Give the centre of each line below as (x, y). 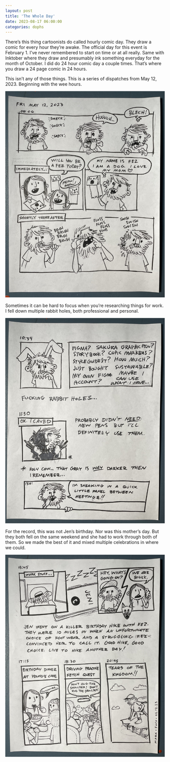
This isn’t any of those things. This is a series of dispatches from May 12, (81, 79)
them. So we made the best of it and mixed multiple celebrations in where (82, 542)
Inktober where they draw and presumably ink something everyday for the (82, 58)
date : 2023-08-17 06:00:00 (34, 21)
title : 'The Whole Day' (30, 16)
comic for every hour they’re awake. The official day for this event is (76, 47)
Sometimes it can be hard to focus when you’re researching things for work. (84, 306)
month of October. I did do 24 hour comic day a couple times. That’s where (83, 64)
